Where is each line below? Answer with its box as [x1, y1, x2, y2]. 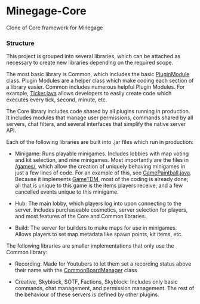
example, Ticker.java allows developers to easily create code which [6, 90, 172, 97]
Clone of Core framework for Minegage [6, 24, 103, 31]
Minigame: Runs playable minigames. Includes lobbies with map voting [14, 150, 189, 157]
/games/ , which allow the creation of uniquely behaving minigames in [14, 163, 186, 170]
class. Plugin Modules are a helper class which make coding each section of [6, 77, 194, 85]
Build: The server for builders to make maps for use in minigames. [14, 224, 177, 231]
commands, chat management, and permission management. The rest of [14, 285, 195, 292]
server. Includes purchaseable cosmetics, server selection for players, [14, 206, 188, 213]
